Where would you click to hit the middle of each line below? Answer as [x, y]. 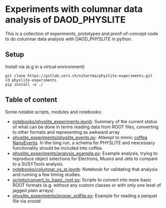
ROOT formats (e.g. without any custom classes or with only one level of [86, 185]
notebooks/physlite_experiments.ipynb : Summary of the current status [85, 121]
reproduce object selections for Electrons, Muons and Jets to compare [85, 159]
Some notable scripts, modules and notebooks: [54, 112]
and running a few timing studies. [47, 174]
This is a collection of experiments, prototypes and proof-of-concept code [82, 33]
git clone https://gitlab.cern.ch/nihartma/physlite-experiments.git [79, 76]
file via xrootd [26, 201]
